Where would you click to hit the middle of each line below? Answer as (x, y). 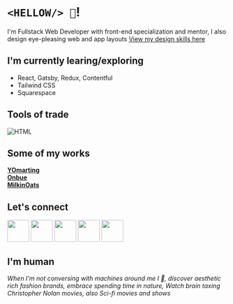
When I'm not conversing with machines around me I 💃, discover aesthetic (114, 278)
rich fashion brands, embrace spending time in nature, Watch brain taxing (114, 286)
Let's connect (38, 207)
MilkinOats (23, 185)
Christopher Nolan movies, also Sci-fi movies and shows (89, 293)
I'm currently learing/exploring (76, 61)
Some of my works (49, 153)
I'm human (31, 262)
